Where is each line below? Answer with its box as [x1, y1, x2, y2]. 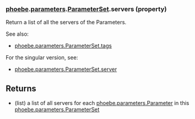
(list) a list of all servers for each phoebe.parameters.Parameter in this [14, 100, 190, 107]
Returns [5, 83, 37, 93]
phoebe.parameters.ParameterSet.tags [14, 42, 112, 50]
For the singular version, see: [5, 54, 78, 61]
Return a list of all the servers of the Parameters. [5, 19, 127, 26]
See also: [5, 30, 29, 38]
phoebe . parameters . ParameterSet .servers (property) [5, 5, 167, 13]
